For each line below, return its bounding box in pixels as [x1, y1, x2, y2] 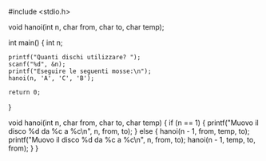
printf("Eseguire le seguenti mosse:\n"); [8, 67, 152, 75]
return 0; [8, 88, 42, 96]
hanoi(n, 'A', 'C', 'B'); [8, 74, 94, 83]
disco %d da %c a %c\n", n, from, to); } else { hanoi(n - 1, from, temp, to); [8, 127, 250, 135]
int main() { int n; [8, 38, 63, 47]
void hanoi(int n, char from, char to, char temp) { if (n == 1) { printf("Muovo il [8, 118, 259, 127]
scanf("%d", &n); [8, 60, 66, 68]
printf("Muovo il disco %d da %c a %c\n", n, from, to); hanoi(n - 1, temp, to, [8, 135, 256, 144]
